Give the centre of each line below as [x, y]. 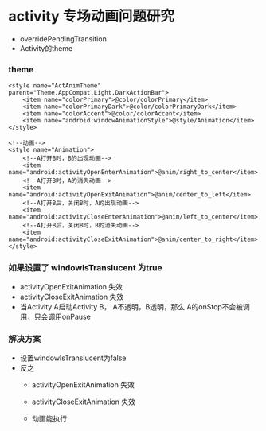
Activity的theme [46, 48]
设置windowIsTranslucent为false [73, 358]
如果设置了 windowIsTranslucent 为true [86, 268]
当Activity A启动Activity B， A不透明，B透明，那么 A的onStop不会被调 [135, 306]
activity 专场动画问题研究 [92, 16]
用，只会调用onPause [55, 316]
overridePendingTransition [63, 39]
